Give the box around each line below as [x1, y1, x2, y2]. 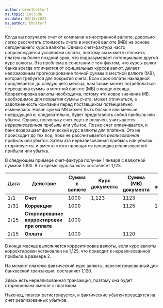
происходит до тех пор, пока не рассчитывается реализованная [5, 133, 140, 138]
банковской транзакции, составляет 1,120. [5, 268, 93, 274]
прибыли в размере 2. [5, 253, 51, 259]
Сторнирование [24, 211, 64, 217]
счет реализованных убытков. [5, 297, 68, 303]
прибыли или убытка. [5, 148, 49, 154]
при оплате [24, 223, 52, 230]
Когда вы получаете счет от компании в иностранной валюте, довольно [5, 34, 155, 40]
